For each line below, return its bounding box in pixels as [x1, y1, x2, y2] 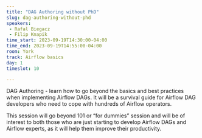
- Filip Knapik [9, 32, 47, 38]
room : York [6, 49, 34, 55]
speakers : [6, 20, 32, 26]
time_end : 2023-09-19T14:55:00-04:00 [6, 43, 102, 49]
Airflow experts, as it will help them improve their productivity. [6, 125, 162, 133]
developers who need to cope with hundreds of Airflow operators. [6, 100, 172, 108]
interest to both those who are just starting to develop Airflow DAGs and [6, 119, 187, 126]
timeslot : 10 [6, 65, 40, 72]
